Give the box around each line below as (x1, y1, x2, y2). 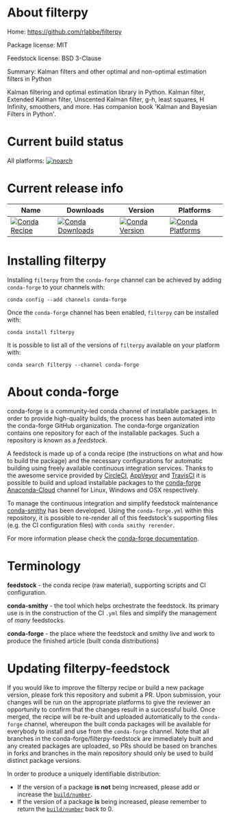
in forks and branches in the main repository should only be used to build (7, 749, 214, 757)
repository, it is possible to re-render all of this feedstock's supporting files (7, 513, 218, 522)
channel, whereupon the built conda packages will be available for (23, 720, 211, 728)
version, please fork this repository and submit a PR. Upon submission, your (7, 691, 221, 699)
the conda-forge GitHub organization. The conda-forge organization (7, 421, 200, 429)
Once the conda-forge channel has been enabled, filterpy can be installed (7, 308, 219, 316)
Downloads (66, 205, 105, 215)
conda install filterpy (7, 329, 75, 335)
